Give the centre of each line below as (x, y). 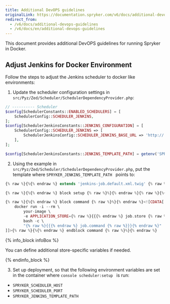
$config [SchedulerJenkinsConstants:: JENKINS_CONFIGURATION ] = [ (74, 126)
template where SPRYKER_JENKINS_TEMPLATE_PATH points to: (74, 174)
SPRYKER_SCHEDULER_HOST (38, 285)
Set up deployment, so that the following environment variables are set (86, 269)
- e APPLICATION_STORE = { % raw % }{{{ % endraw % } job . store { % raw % (95, 217)
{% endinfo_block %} (28, 260)
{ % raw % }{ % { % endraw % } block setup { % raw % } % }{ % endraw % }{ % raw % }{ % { (86, 193)
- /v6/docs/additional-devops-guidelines (54, 24)
